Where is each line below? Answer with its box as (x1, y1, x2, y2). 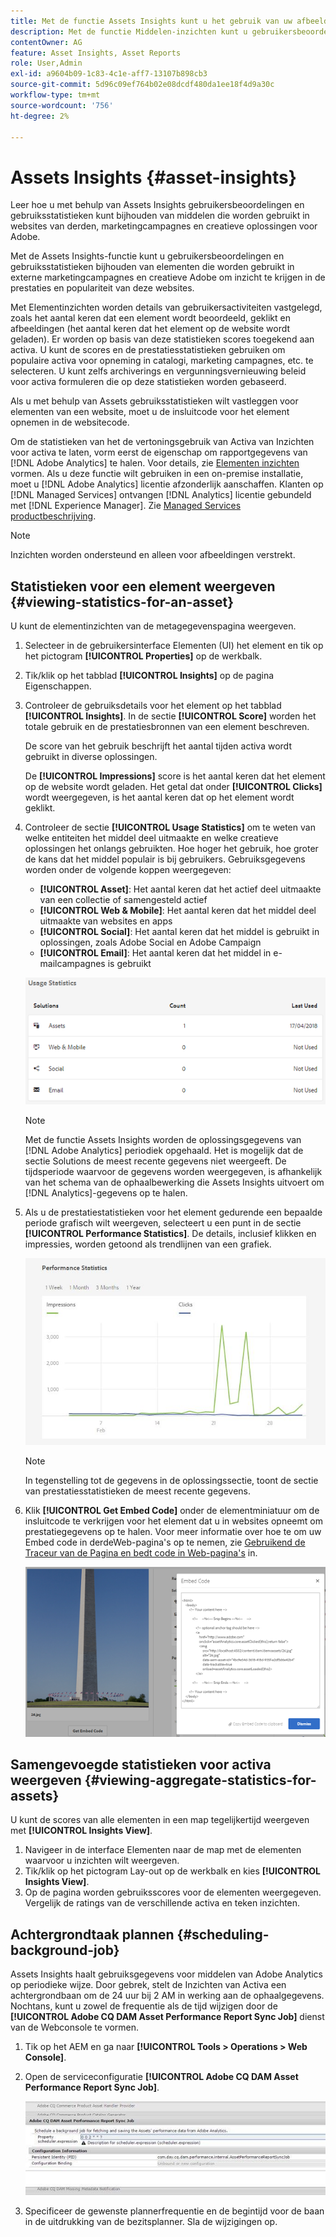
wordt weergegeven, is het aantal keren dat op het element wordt (24, 791, 295, 804)
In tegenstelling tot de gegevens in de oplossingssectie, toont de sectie (24, 1475, 319, 1487)
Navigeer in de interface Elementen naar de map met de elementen (24, 1844, 302, 1856)
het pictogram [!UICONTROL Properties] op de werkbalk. (24, 650, 263, 662)
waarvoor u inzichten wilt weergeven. (24, 1855, 180, 1867)
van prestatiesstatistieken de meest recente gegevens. (24, 1485, 252, 1497)
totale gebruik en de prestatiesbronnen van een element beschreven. (24, 721, 310, 733)
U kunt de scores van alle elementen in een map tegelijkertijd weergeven (10, 1814, 310, 1826)
